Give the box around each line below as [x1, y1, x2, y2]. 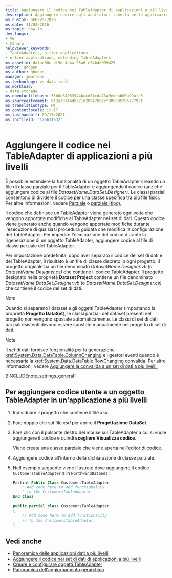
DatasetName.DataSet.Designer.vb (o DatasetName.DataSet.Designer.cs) [5, 280, 162, 286]
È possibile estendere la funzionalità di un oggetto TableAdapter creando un [5, 178, 165, 184]
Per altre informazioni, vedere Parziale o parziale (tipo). [5, 200, 122, 206]
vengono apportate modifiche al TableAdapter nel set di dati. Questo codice [5, 215, 165, 221]
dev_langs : [5, 31, 29, 36]
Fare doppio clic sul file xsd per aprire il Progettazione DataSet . [12, 419, 148, 426]
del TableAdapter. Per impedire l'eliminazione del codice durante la [5, 231, 146, 237]
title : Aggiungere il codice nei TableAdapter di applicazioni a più [5, 7, 157, 13]
